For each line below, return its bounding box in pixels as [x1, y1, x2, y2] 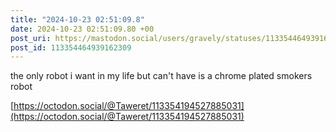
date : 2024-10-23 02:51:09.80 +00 [10, 24, 155, 34]
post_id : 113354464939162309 [10, 42, 132, 53]
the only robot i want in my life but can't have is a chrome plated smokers [10, 70, 313, 82]
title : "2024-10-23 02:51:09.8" [10, 14, 145, 25]
